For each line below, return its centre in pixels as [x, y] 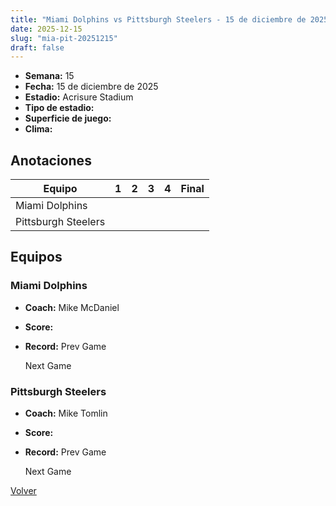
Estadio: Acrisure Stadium [79, 97]
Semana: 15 [49, 76]
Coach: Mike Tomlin [66, 413]
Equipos [36, 257]
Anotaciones [51, 160]
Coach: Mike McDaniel [72, 307]
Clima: [38, 129]
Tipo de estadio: [59, 108]
